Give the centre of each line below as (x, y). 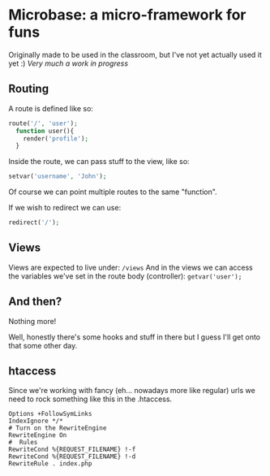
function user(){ (45, 131)
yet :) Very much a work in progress (68, 63)
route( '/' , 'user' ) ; (43, 123)
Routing (29, 89)
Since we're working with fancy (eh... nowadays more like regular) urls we (132, 391)
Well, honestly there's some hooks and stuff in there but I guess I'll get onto (135, 337)
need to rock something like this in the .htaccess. (90, 399)
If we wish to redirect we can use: (65, 208)
